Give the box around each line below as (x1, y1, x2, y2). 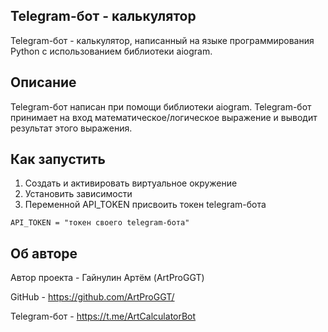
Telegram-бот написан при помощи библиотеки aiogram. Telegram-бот (10, 100, 312, 113)
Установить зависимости (24, 188, 133, 200)
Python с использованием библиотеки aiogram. (10, 45, 213, 57)
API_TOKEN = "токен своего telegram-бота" (10, 218, 190, 228)
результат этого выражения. (10, 122, 133, 134)
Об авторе (10, 245, 78, 262)
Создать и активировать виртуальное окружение (24, 177, 238, 189)
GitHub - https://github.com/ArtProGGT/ (10, 291, 175, 303)
